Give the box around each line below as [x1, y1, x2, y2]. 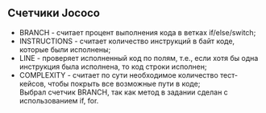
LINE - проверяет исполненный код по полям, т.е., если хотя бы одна [19, 53, 259, 63]
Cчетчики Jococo [7, 6, 100, 20]
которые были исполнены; [19, 44, 111, 54]
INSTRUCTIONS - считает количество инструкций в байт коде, [19, 36, 235, 46]
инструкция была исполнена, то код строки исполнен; [19, 62, 207, 71]
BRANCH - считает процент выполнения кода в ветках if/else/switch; [19, 27, 256, 37]
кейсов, [19, 79, 46, 88]
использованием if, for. [19, 95, 99, 105]
